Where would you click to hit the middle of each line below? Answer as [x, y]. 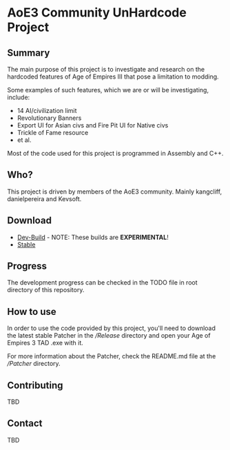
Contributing [35, 385]
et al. [24, 140]
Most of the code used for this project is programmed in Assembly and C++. [115, 153]
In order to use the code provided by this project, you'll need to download [111, 328]
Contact [25, 423]
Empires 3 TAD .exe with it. [45, 343]
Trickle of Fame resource [53, 133]
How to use [32, 311]
